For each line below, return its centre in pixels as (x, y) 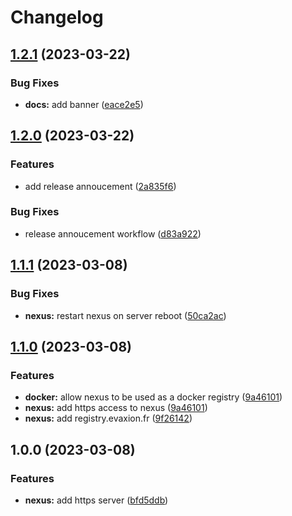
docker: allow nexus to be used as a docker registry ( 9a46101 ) (153, 397)
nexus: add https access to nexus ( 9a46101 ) (116, 408)
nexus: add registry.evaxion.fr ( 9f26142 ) (108, 418)
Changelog (57, 17)
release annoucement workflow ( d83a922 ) (113, 233)
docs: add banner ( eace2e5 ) (84, 104)
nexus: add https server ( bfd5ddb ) (96, 500)
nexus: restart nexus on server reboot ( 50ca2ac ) (125, 315)
